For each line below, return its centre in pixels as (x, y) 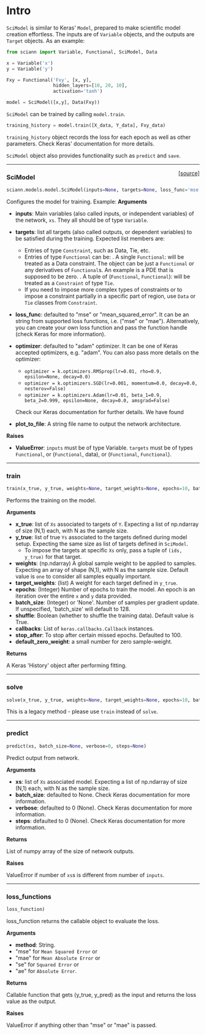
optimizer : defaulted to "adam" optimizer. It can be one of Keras (97, 346)
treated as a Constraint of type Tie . (69, 283)
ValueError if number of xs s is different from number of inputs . (85, 875)
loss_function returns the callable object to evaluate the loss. (83, 921)
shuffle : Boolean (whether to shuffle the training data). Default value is (105, 615)
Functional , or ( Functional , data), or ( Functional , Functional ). (93, 455)
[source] (189, 173)
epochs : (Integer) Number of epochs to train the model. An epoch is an (105, 590)
